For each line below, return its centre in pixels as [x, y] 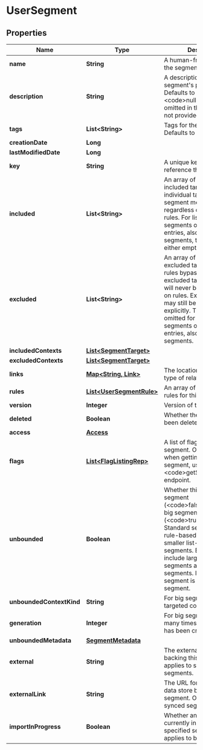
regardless [179, 210]
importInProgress [35, 727]
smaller [174, 543]
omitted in [178, 108]
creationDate [28, 143]
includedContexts [36, 350]
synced [175, 706]
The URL [176, 683]
